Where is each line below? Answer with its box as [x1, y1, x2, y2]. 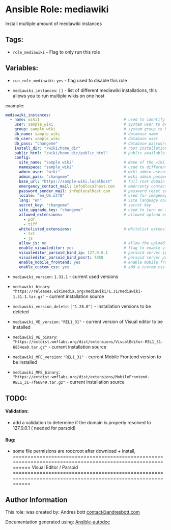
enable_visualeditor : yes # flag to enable [18, 245, 160, 251]
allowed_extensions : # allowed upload [18, 212, 160, 217]
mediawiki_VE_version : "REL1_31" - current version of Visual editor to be [12, 318, 163, 325]
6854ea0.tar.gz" [12, 345, 47, 350]
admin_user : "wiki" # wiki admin [18, 170, 152, 175]
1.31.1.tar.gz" [12, 294, 45, 299]
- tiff [23, 221, 38, 227]
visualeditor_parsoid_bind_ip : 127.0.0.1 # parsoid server [18, 250, 160, 255]
